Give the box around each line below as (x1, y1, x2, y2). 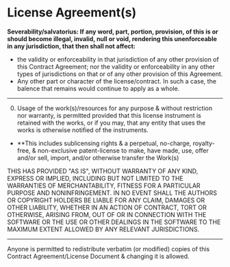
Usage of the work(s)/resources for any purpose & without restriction (16, 104, 213, 112)
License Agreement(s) (7, 5, 137, 21)
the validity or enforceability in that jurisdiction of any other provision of (16, 55, 219, 63)
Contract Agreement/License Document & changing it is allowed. (7, 252, 190, 260)
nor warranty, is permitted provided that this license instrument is (16, 111, 202, 119)
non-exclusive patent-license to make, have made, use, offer (37, 146, 209, 155)
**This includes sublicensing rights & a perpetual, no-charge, (16, 139, 192, 147)
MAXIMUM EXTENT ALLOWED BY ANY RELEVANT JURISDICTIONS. (7, 225, 200, 233)
